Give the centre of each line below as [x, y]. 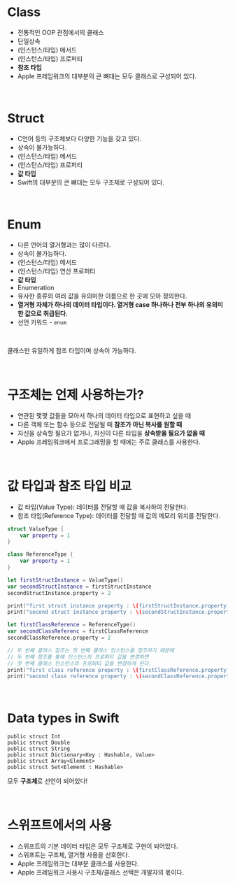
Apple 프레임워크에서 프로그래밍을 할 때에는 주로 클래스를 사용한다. [109, 442]
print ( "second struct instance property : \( [74, 612]
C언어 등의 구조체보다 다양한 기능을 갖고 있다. [79, 138]
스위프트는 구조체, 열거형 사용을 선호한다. [73, 855]
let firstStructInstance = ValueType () [65, 580]
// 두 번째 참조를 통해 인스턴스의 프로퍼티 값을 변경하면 [78, 657]
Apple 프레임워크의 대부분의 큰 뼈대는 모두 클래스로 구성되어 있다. [107, 76]
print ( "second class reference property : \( [74, 676]
